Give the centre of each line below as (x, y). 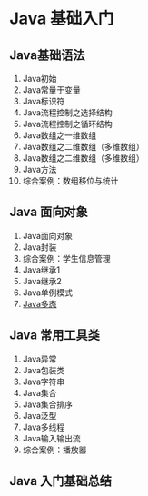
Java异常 (39, 359)
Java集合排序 (48, 404)
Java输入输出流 (52, 438)
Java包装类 (44, 370)
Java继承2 (42, 281)
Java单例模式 (48, 293)
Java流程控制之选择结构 (68, 113)
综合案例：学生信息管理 (66, 258)
